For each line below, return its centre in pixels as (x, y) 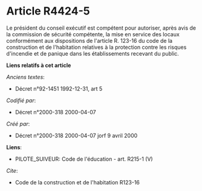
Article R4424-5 (48, 11)
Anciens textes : (26, 77)
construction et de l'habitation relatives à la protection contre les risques (96, 47)
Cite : (12, 170)
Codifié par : (21, 100)
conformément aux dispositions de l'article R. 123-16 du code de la (90, 40)
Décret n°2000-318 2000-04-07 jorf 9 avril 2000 (76, 135)
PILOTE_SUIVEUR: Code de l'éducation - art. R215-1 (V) (84, 159)
